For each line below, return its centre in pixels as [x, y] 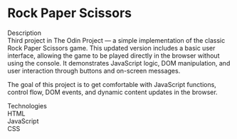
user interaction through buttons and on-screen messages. [94, 71]
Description [24, 33]
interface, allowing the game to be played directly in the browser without [114, 56]
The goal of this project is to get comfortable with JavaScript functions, [112, 84]
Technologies [27, 105]
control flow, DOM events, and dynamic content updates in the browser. [113, 92]
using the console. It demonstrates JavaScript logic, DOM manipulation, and [119, 63]
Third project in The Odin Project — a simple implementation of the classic [116, 40]
